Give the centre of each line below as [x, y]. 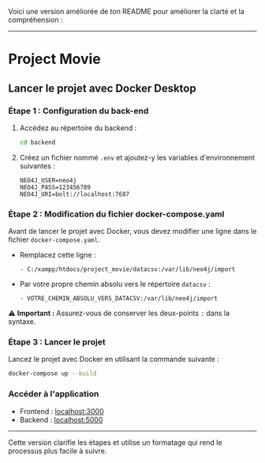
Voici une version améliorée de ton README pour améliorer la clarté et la [126, 11]
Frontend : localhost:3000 [62, 411]
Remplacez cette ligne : [58, 255]
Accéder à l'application [54, 394]
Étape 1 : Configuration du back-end [78, 111]
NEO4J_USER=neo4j [48, 180]
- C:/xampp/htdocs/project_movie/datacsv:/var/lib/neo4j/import [127, 269]
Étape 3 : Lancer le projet [57, 341]
